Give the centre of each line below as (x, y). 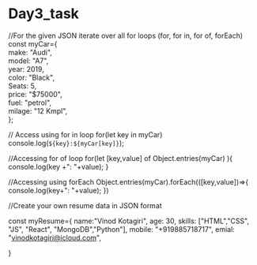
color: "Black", (32, 77)
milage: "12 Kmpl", (38, 110)
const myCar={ (33, 43)
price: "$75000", (35, 94)
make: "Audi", (30, 52)
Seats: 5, (23, 86)
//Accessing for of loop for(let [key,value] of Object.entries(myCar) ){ (121, 158)
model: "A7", (28, 61)
